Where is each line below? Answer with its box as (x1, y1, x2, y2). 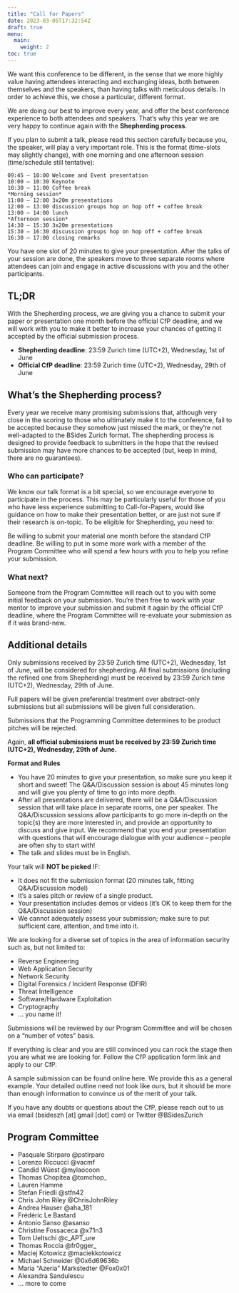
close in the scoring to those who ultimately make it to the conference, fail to (7, 415, 233, 424)
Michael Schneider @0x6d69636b (17, 1256, 119, 1264)
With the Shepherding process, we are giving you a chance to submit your (7, 309, 225, 317)
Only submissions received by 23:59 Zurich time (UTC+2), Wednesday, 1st (7, 658, 226, 667)
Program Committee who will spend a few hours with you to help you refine (7, 546, 229, 555)
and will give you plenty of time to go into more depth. (17, 787, 177, 796)
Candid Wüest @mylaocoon (17, 1165, 100, 1174)
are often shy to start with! (17, 841, 96, 849)
